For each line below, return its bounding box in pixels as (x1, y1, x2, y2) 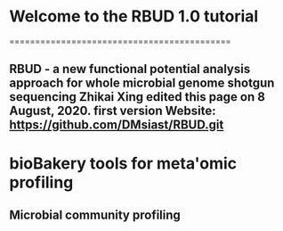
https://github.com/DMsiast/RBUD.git (9, 118, 224, 133)
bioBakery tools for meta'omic (9, 153, 238, 173)
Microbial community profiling (9, 207, 181, 222)
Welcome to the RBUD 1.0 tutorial (9, 6, 259, 27)
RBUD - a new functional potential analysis (9, 62, 251, 77)
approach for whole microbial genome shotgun (9, 76, 275, 91)
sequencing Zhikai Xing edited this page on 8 (9, 89, 265, 104)
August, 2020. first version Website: (9, 103, 216, 119)
